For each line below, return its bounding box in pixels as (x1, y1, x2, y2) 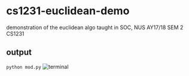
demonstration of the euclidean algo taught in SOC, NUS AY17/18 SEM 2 (6, 24, 184, 31)
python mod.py (6, 64, 42, 70)
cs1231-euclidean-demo (6, 4, 130, 18)
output (6, 47, 32, 58)
